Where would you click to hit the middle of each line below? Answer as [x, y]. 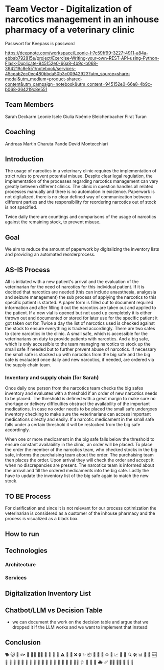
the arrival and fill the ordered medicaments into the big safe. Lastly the [77, 471]
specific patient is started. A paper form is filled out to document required [79, 302]
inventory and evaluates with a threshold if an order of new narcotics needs [81, 393]
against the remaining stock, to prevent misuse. [53, 222]
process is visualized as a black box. [42, 519]
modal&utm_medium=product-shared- [44, 79]
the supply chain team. [28, 365]
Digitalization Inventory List [48, 594]
